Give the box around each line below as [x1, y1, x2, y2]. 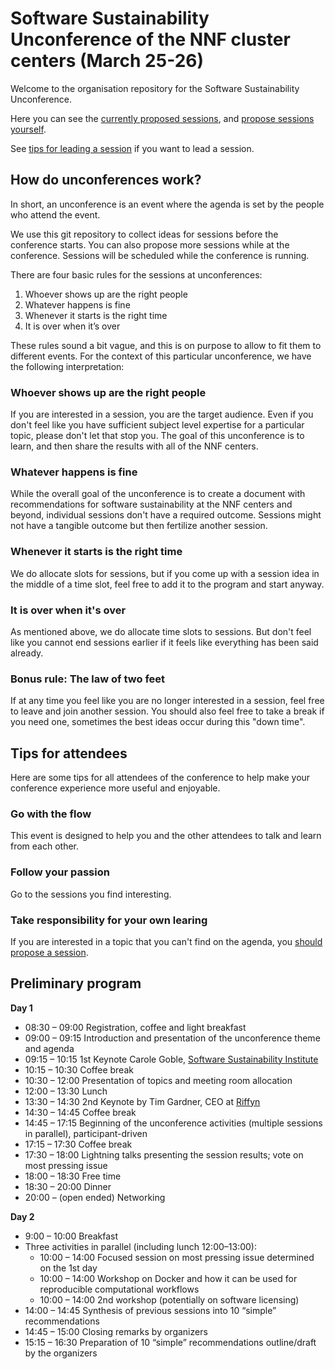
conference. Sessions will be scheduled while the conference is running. [10, 249, 310, 261]
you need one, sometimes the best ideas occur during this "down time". [10, 716, 306, 728]
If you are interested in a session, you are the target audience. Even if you [10, 408, 314, 421]
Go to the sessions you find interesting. [10, 888, 172, 900]
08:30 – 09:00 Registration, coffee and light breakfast [24, 1021, 247, 1033]
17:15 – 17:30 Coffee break [24, 1138, 133, 1150]
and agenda [24, 1042, 75, 1054]
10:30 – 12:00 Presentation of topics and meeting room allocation [24, 1074, 293, 1086]
